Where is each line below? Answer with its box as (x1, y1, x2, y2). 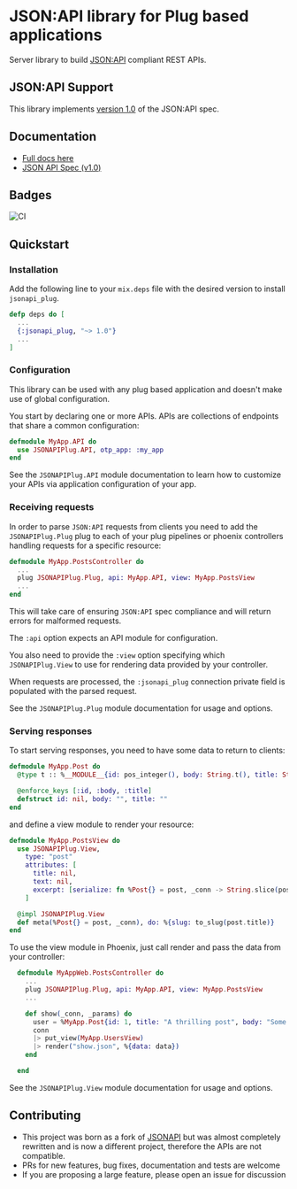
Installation (9, 263, 59, 275)
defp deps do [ (9, 310, 65, 320)
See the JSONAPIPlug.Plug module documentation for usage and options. (9, 703, 273, 714)
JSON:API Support (9, 80, 114, 95)
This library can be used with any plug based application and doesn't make (9, 383, 283, 395)
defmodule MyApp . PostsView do (9, 836, 121, 845)
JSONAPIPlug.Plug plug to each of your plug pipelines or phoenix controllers (9, 530, 284, 541)
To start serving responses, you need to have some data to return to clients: (9, 745, 286, 756)
